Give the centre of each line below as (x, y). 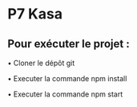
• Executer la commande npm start (65, 94)
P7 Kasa (35, 14)
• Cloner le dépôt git (41, 63)
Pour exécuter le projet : (68, 44)
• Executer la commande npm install (67, 78)
